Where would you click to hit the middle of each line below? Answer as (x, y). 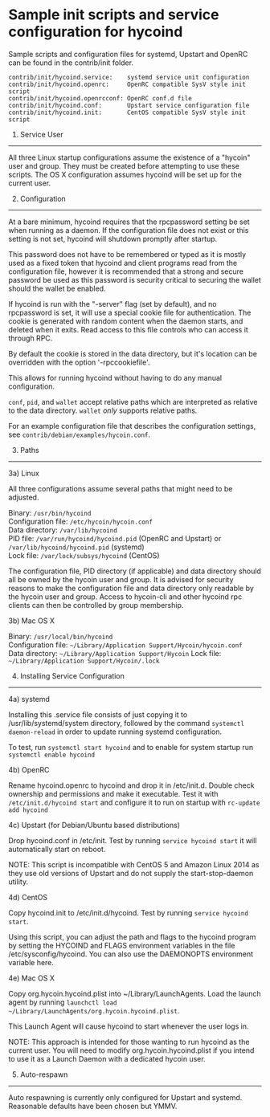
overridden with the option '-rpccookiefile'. (79, 362)
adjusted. (24, 497)
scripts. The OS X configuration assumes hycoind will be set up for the (125, 174)
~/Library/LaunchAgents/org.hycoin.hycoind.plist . (94, 1010)
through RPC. (31, 338)
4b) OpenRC (29, 769)
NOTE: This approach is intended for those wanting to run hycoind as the (129, 1042)
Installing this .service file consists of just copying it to (98, 714)
